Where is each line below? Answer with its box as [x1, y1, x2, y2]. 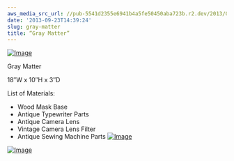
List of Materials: [7, 89, 56, 98]
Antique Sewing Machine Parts [17, 132, 106, 141]
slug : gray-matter [7, 23, 61, 30]
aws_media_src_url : [7, 10, 64, 17]
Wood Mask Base [17, 102, 68, 112]
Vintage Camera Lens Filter [17, 125, 96, 133]
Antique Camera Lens [17, 118, 80, 126]
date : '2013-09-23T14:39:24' [7, 17, 92, 24]
